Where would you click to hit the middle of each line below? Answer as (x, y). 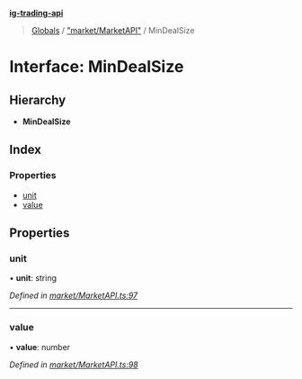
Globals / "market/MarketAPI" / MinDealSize (113, 30)
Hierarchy (38, 99)
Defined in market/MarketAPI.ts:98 (74, 365)
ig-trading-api (36, 13)
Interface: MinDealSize (97, 67)
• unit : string (33, 278)
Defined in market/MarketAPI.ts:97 (74, 295)
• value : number (40, 347)
